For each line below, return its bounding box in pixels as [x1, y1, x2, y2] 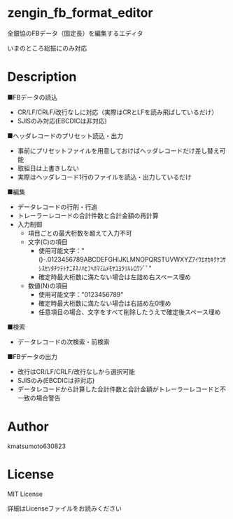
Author [7, 419, 49, 435]
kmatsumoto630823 [7, 442, 66, 450]
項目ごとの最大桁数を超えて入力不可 [27, 229, 132, 237]
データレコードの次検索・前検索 [17, 337, 110, 346]
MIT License [7, 490, 43, 498]
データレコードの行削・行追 [17, 202, 98, 211]
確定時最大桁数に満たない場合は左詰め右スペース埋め [38, 272, 191, 281]
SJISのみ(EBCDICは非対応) [17, 376, 95, 384]
